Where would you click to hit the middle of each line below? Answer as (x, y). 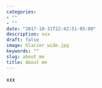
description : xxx (28, 34)
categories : (21, 12)
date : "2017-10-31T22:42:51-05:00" (51, 29)
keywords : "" (23, 51)
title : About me (27, 62)
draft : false (23, 40)
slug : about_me (25, 57)
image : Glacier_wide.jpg (38, 46)
